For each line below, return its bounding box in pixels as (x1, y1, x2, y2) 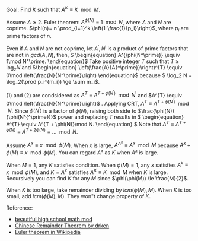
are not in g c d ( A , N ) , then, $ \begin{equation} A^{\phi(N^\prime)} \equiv (6, 51, 180, 58)
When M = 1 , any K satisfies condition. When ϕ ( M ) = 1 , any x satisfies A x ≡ (6, 160, 189, 169)
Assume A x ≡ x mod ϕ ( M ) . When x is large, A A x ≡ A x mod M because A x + (6, 139, 191, 149)
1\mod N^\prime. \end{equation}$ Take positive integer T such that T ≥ (6, 58, 180, 65)
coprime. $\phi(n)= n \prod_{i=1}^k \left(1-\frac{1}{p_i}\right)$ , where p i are (6, 25, 189, 33)
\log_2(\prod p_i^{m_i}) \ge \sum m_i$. (6, 78, 100, 85)
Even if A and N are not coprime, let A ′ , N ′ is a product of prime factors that (6, 44, 189, 52)
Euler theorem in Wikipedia (14, 229, 81, 236)
